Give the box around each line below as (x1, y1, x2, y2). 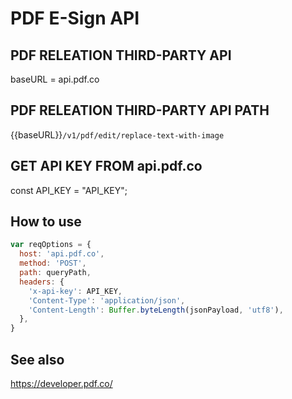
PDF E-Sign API (10, 7, 140, 30)
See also (10, 351, 65, 368)
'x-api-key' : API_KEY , (28, 286, 123, 296)
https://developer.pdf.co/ (10, 378, 113, 389)
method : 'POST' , (19, 258, 87, 269)
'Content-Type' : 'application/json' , (28, 295, 186, 306)
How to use (10, 213, 82, 231)
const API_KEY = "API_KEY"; (10, 184, 128, 196)
